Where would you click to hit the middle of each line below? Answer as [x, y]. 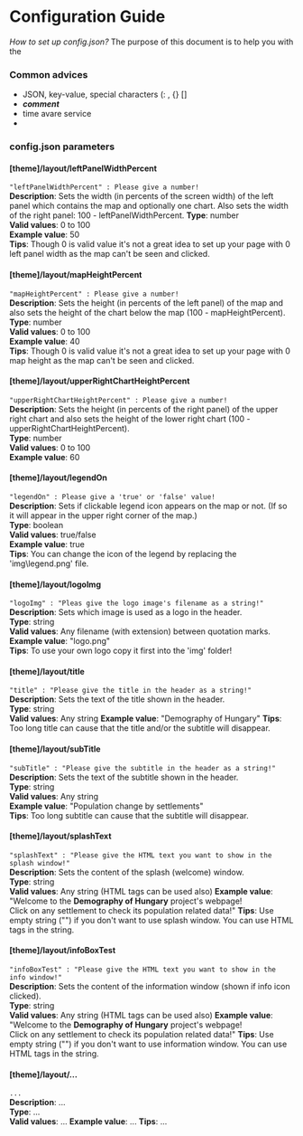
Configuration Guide [87, 17]
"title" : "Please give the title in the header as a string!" [131, 691]
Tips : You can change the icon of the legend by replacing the [123, 554]
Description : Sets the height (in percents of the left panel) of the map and [147, 303]
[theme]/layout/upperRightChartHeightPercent [100, 381]
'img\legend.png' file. [49, 563]
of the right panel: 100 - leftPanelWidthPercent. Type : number [124, 215]
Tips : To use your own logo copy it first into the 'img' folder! [121, 651]
